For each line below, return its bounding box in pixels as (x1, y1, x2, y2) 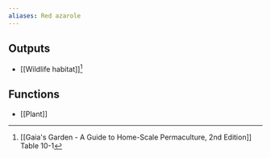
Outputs (8, 42, 51, 56)
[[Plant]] (19, 109, 48, 118)
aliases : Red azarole (8, 11, 81, 20)
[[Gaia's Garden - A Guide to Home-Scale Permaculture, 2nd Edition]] (19, 132, 252, 142)
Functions (8, 88, 60, 102)
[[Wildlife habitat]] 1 (19, 63, 83, 74)
